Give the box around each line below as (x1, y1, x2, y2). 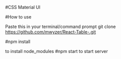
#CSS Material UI (5, 4, 41, 10)
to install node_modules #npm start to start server (5, 48, 108, 54)
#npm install (5, 38, 31, 44)
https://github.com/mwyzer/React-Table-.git (5, 29, 96, 34)
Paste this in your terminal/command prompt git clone (5, 23, 116, 29)
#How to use (5, 14, 31, 19)
